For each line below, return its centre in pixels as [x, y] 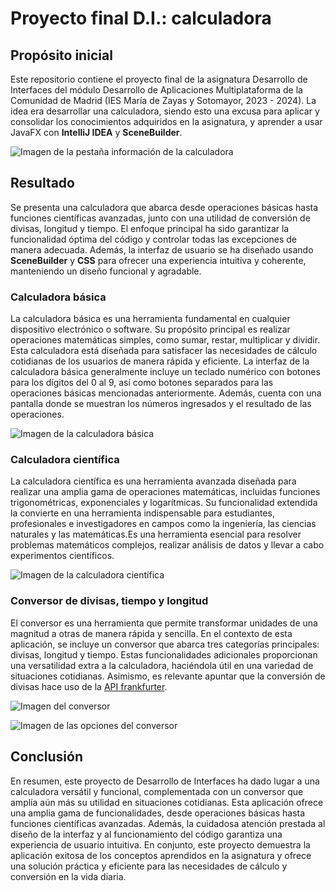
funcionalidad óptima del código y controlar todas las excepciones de [154, 239]
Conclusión [47, 757]
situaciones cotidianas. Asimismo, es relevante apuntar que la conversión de [168, 676]
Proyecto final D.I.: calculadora [141, 18]
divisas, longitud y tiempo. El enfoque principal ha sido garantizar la [150, 228]
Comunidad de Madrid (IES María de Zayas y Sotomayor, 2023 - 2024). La [163, 100]
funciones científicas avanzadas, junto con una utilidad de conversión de [160, 218]
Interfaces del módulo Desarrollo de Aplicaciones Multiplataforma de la [156, 90]
